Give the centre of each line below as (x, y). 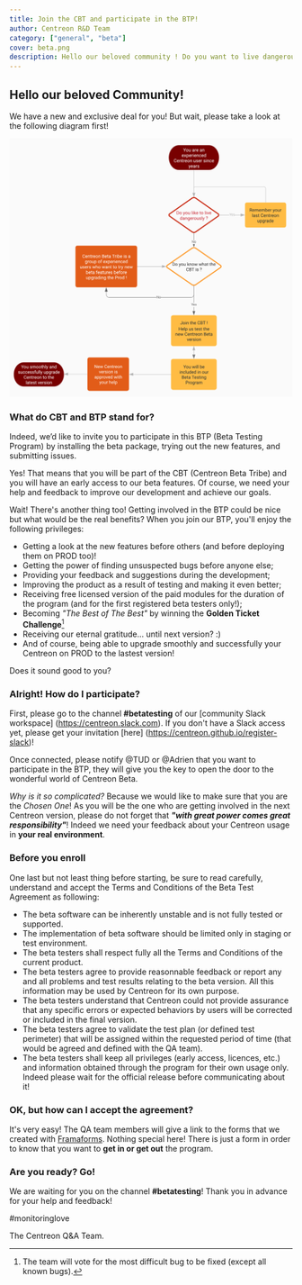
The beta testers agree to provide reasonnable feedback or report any (152, 972)
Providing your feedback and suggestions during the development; (146, 575)
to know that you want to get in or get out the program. (111, 1148)
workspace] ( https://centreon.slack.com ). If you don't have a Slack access (147, 723)
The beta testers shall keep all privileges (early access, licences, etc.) (151, 1057)
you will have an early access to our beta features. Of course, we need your (150, 483)
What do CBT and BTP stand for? (82, 417)
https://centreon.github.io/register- (213, 733)
